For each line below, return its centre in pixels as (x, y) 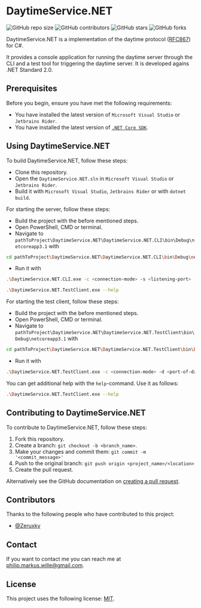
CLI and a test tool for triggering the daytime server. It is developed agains (98, 63)
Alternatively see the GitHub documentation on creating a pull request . (93, 481)
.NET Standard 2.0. (30, 69)
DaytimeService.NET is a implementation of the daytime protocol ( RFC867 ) (98, 39)
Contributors (31, 500)
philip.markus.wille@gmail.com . (45, 566)
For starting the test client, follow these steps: (63, 302)
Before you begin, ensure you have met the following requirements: (89, 103)
